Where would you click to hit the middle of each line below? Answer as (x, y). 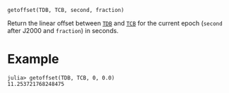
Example (33, 59)
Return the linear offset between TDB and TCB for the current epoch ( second (115, 23)
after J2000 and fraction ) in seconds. (63, 31)
